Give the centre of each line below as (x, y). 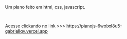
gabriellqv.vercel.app (27, 31)
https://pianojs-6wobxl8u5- (94, 26)
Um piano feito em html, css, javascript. (45, 7)
